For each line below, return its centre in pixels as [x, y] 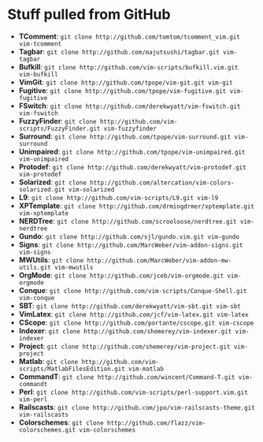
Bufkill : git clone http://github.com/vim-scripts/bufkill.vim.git [128, 67]
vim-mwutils [74, 267]
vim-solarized [92, 189]
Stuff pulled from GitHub [89, 15]
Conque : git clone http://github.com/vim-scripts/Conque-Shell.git [133, 290]
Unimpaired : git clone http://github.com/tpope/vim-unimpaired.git [132, 151]
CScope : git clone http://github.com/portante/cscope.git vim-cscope [136, 322]
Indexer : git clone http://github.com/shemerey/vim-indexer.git [125, 331]
